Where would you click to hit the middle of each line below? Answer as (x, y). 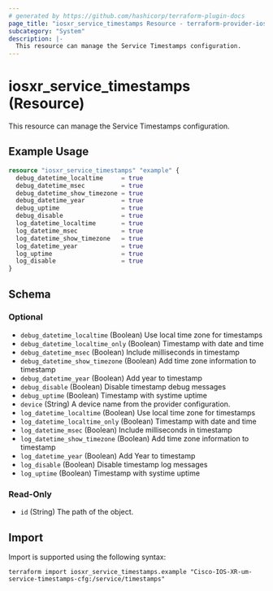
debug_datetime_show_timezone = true (80, 193)
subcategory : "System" (47, 31)
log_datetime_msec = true (80, 231)
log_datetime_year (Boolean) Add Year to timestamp (108, 455)
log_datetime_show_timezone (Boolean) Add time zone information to (134, 438)
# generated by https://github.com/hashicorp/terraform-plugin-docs (127, 16)
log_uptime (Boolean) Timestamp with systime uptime (110, 473)
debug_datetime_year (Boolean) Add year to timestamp (111, 378)
